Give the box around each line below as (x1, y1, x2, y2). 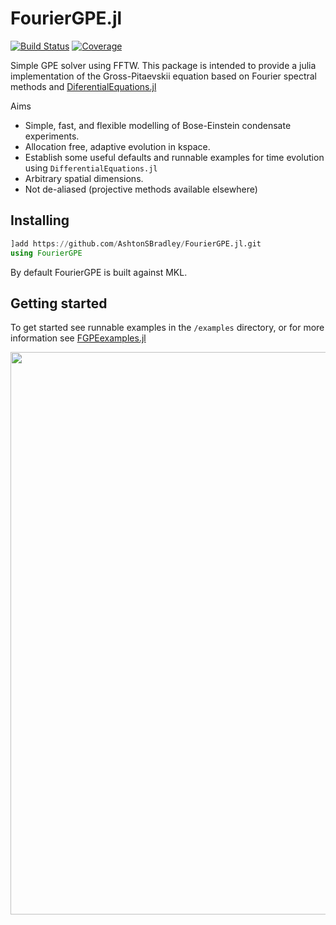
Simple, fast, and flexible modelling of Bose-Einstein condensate (24, 119, 292, 131)
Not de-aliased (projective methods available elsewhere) (24, 183, 258, 195)
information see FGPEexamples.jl (10, 332, 147, 344)
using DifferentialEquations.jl (24, 162, 158, 174)
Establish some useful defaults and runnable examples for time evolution (24, 151, 325, 163)
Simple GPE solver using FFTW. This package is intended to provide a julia (10, 59, 317, 71)
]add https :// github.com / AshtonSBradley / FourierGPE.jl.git (10, 238, 262, 249)
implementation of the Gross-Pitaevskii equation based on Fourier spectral (10, 70, 317, 82)
